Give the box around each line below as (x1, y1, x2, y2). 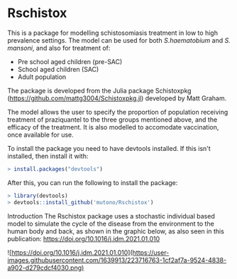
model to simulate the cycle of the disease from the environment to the (7, 219, 214, 228)
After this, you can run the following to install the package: (7, 178, 178, 186)
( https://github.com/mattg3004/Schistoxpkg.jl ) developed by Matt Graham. (7, 94, 227, 102)
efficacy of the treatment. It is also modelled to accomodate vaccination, (7, 122, 219, 131)
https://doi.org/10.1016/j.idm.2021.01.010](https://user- (11, 248, 170, 257)
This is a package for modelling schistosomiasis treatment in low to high (7, 28, 219, 37)
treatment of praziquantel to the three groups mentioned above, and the (7, 115, 218, 124)
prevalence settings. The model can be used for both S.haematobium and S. (7, 36, 231, 44)
